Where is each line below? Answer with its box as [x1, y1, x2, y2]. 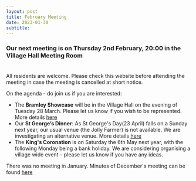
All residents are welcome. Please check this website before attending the [6, 72, 185, 79]
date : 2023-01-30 [6, 19, 49, 25]
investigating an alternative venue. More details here [14, 132, 142, 139]
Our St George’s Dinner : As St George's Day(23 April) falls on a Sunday [14, 119, 188, 127]
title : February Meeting [6, 14, 67, 20]
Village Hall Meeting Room [6, 52, 83, 60]
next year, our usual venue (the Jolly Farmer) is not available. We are [14, 126, 181, 133]
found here [6, 168, 33, 176]
